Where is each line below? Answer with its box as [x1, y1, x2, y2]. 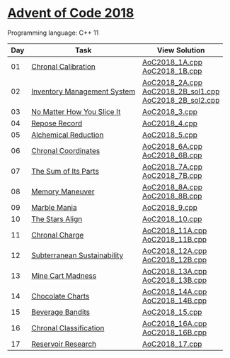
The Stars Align [31, 214, 83, 224]
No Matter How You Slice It [31, 106, 121, 116]
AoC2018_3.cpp [142, 106, 198, 116]
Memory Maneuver [31, 186, 95, 196]
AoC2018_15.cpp [142, 307, 202, 317]
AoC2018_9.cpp [142, 202, 198, 212]
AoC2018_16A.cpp [142, 318, 207, 328]
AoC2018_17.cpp [142, 339, 202, 349]
